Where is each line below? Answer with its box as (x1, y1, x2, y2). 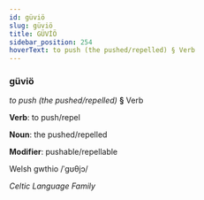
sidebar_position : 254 (9, 37, 93, 47)
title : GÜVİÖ (9, 29, 57, 38)
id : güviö (9, 12, 46, 22)
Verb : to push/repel (9, 112, 81, 123)
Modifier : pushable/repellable (9, 147, 118, 158)
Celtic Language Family (9, 181, 95, 191)
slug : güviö (9, 21, 53, 30)
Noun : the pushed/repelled (9, 129, 108, 140)
